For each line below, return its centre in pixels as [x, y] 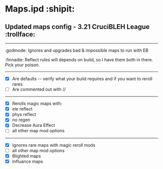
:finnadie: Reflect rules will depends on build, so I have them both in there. [79, 60]
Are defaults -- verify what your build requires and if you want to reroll [82, 79]
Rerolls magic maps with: [37, 104]
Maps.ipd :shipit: [40, 9]
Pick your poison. [22, 65]
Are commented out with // [39, 89]
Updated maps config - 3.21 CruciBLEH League [77, 27]
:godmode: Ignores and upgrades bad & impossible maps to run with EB [77, 50]
